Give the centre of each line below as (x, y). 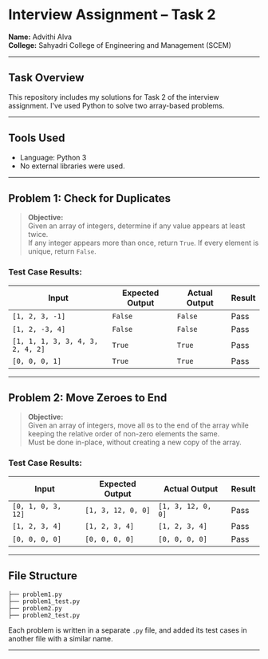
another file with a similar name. (61, 638)
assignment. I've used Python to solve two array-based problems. (116, 105)
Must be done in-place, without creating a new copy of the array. (134, 442)
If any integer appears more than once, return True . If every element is (143, 243)
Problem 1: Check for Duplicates (90, 198)
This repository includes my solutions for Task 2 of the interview (114, 97)
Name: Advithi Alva (40, 37)
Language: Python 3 (53, 157)
